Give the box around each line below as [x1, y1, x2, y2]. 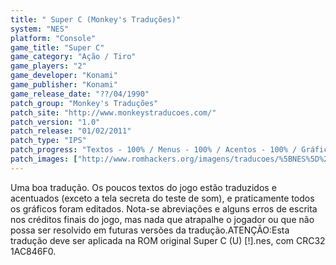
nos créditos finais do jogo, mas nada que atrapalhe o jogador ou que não [10, 213, 315, 225]
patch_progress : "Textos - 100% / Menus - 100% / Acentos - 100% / [10, 145, 298, 155]
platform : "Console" [10, 33, 97, 43]
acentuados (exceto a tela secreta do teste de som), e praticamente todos [10, 192, 315, 204]
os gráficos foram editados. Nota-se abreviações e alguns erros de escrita [10, 202, 318, 215]
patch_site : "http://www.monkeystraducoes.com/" [10, 107, 217, 118]
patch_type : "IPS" [10, 136, 87, 146]
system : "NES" [10, 24, 70, 34]
